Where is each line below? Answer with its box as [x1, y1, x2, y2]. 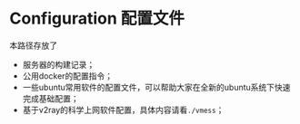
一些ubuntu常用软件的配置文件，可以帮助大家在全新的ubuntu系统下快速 [22, 81, 291, 92]
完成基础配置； [22, 92, 79, 104]
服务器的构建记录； [22, 59, 95, 70]
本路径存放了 [9, 40, 57, 51]
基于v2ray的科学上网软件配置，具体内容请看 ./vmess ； [22, 104, 225, 115]
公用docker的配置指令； [22, 70, 114, 81]
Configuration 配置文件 [9, 8, 185, 29]
